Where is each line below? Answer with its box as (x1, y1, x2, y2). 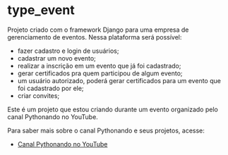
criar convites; (17, 91, 60, 100)
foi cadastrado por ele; (17, 84, 84, 92)
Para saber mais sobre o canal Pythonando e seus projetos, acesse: (7, 126, 205, 135)
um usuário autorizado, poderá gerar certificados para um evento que (17, 76, 221, 85)
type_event (7, 2, 76, 18)
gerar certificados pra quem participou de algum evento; (17, 69, 183, 77)
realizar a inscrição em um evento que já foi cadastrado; (17, 61, 181, 70)
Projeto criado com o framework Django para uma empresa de (7, 25, 189, 34)
